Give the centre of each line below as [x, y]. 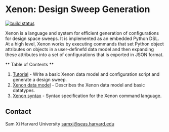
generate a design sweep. [40, 79]
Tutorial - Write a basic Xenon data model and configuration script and [86, 74]
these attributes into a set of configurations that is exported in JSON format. [85, 55]
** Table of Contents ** [30, 64]
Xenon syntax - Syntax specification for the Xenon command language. [87, 96]
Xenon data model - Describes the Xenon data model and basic [79, 85]
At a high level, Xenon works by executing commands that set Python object [85, 43]
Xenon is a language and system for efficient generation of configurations [82, 33]
